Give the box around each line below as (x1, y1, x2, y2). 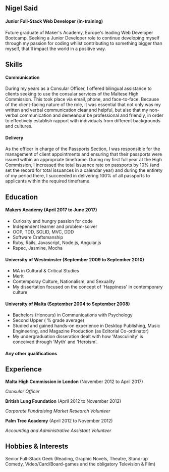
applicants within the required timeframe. (5, 178, 91, 184)
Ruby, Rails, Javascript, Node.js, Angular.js (12, 240, 101, 246)
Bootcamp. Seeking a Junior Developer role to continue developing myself (5, 35, 160, 41)
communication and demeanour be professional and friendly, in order (19, 112, 164, 118)
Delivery (5, 134, 24, 140)
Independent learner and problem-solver (12, 223, 97, 229)
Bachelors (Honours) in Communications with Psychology (12, 312, 133, 318)
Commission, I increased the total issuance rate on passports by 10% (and (5, 162, 160, 168)
